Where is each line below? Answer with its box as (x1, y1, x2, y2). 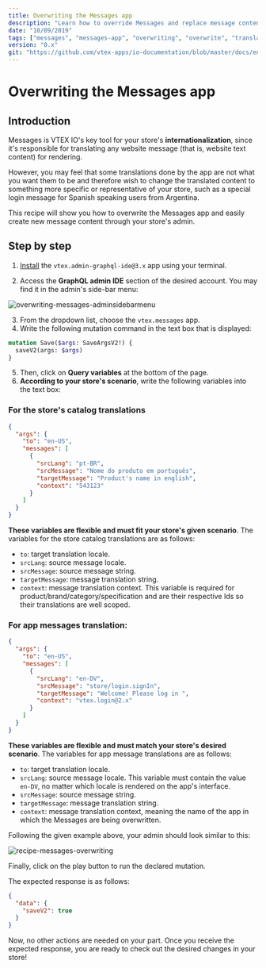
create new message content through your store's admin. (8, 217, 196, 226)
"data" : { (15, 899, 47, 907)
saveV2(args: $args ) (15, 346, 83, 354)
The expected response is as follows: (8, 876, 130, 885)
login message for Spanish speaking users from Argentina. (8, 193, 200, 202)
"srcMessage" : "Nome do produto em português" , (36, 467, 196, 474)
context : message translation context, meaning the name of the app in (19, 806, 249, 816)
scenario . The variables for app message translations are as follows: (8, 749, 232, 759)
